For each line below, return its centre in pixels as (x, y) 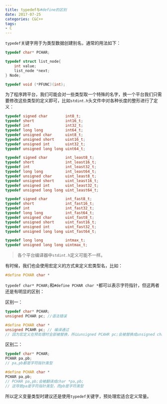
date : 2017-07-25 (23, 14)
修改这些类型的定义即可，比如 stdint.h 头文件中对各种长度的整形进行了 (82, 101)
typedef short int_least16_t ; (51, 162)
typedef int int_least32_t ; (51, 167)
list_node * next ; (32, 71)
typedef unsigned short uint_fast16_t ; (51, 222)
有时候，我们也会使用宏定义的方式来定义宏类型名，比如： (64, 266)
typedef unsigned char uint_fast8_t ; (50, 217)
